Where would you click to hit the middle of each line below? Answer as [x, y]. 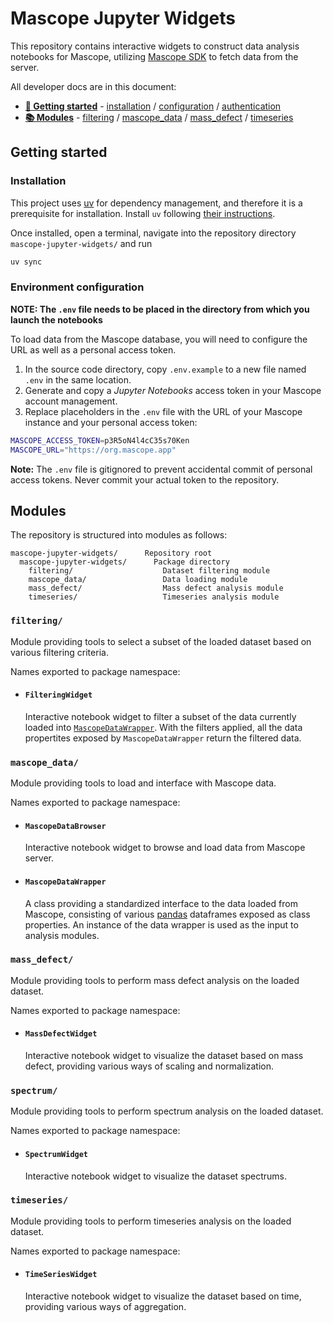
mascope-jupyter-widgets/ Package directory [124, 562]
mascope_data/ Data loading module [138, 580]
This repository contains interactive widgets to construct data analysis [155, 46]
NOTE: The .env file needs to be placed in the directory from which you [160, 309]
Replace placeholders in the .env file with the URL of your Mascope [163, 411]
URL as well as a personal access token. [93, 349]
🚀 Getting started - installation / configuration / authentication [153, 106]
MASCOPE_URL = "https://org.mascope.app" [93, 450]
